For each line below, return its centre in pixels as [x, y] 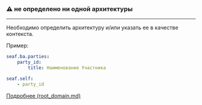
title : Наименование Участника [67, 68]
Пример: [17, 46]
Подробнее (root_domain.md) [44, 95]
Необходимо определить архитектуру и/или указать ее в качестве [92, 28]
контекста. [20, 34]
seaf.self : [20, 79]
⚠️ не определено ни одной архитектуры [70, 9]
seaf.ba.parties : [28, 57]
